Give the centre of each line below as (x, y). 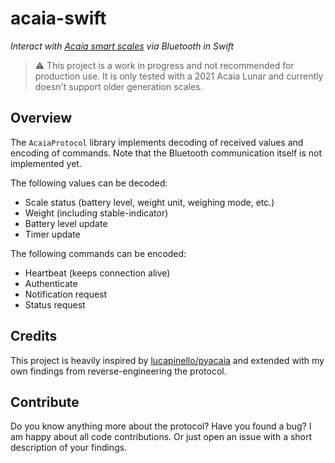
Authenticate (51, 283)
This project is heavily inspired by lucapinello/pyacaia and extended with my (167, 360)
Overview (41, 118)
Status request (55, 304)
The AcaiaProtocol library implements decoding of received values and (157, 142)
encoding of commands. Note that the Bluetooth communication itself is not (166, 153)
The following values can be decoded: (89, 183)
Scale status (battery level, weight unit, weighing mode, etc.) (149, 202)
